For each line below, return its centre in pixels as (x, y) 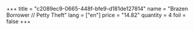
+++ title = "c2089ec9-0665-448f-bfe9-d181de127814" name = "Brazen (97, 9)
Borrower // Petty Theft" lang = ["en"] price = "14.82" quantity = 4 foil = (96, 15)
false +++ (19, 21)
